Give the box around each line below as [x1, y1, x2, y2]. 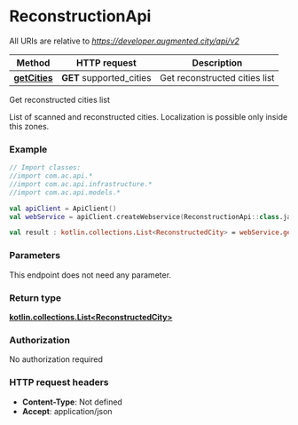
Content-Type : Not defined [21, 397, 122, 407]
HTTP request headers [9, 376, 109, 389]
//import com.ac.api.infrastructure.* [9, 179, 153, 188]
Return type [9, 291, 62, 303]
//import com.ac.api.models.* [9, 188, 122, 197]
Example [9, 143, 48, 155]
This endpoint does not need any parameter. [9, 269, 171, 280]
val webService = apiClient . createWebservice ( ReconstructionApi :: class [9, 212, 279, 221]
